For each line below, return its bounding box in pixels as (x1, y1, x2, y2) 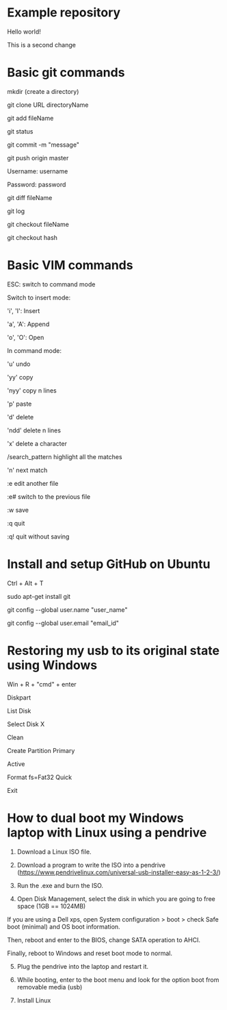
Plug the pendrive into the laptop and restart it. (16, 962, 149, 970)
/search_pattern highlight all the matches (7, 452, 122, 460)
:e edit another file (7, 479, 59, 487)
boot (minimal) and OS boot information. (7, 922, 121, 931)
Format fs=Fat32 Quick (7, 773, 72, 781)
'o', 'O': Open (7, 333, 44, 341)
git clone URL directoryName (7, 101, 89, 109)
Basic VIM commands (7, 258, 133, 273)
